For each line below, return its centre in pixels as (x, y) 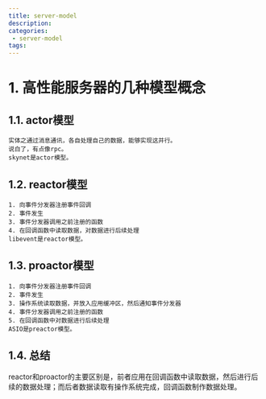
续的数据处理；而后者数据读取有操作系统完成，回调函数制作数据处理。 (125, 386)
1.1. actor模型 (42, 120)
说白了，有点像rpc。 (38, 150)
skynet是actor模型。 (40, 158)
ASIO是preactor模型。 (42, 329)
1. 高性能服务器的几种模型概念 (107, 88)
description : (30, 23)
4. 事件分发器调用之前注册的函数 (56, 312)
